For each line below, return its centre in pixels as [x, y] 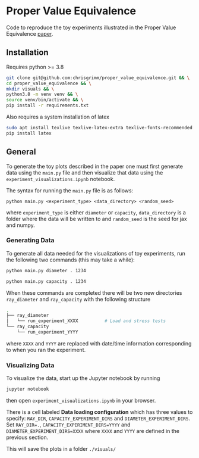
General [21, 152]
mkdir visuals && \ [30, 89]
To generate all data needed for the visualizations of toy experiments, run [96, 253]
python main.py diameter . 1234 [46, 270]
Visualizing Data [30, 365]
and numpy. [21, 225]
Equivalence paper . [30, 33]
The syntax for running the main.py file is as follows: [70, 190]
